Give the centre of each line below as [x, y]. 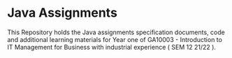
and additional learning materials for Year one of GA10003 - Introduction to [115, 39]
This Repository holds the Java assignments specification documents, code [116, 32]
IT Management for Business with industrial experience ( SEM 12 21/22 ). [112, 47]
